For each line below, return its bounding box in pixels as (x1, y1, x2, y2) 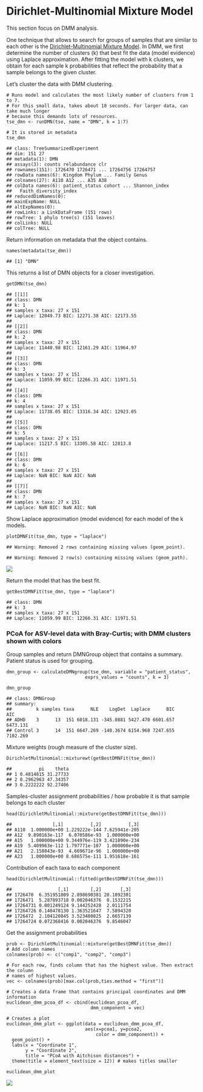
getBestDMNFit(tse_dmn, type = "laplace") (6, 589, 115, 595)
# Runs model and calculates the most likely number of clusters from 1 (6, 92, 194, 98)
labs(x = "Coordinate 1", (12, 1042, 78, 1048)
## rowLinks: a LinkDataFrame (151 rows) (6, 209, 113, 215)
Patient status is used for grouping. (6, 657, 94, 665)
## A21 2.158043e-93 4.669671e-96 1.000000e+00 (6, 848, 139, 855)
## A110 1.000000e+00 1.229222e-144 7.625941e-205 (6, 827, 139, 833)
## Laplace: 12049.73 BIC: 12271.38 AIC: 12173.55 (6, 312, 137, 319)
